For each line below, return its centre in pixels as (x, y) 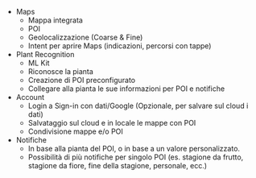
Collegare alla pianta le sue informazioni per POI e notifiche (126, 89)
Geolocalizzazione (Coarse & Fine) (85, 37)
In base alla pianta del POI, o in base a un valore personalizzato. (134, 149)
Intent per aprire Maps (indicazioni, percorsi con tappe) (120, 46)
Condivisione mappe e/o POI (75, 131)
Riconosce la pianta (61, 71)
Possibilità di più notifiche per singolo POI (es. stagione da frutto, (136, 157)
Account (30, 97)
